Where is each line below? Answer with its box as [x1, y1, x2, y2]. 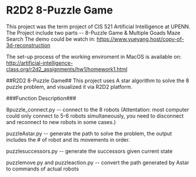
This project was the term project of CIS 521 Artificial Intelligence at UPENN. [6, 23, 191, 30]
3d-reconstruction [6, 42, 51, 49]
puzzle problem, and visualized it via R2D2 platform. [6, 83, 132, 90]
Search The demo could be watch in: [6, 35, 96, 42]
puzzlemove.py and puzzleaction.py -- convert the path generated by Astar [6, 159, 190, 166]
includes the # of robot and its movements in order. [6, 136, 131, 143]
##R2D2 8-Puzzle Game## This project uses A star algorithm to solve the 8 [6, 77, 190, 84]
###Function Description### [6, 95, 77, 102]
